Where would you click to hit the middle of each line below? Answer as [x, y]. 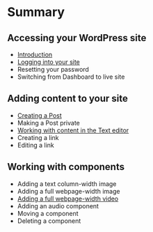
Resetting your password [53, 69]
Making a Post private [48, 123]
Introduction [35, 54]
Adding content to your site [68, 99]
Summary [36, 12]
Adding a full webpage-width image [69, 191]
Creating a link [38, 137]
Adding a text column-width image [67, 184]
